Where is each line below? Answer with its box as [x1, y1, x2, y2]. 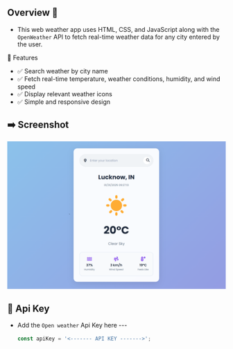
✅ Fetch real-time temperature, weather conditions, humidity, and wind [17, 74, 221, 83]
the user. [17, 39, 43, 48]
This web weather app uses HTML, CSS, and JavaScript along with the [17, 25, 220, 33]
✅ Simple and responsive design [17, 98, 111, 106]
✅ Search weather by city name [17, 66, 109, 75]
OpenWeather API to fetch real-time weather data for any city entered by [17, 33, 221, 41]
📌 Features [7, 53, 38, 62]
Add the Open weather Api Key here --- [17, 321, 128, 330]
